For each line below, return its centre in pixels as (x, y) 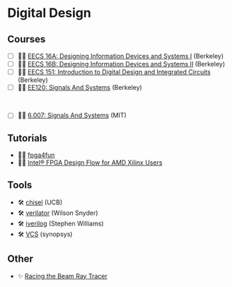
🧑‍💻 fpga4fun (36, 155)
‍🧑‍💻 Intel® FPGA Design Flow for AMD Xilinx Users (90, 163)
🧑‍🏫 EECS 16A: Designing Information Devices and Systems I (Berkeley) (121, 56)
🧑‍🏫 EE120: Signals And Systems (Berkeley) (80, 88)
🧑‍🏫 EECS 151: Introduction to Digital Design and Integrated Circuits (114, 72)
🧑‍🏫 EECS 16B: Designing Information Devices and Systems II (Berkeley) (121, 64)
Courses (27, 39)
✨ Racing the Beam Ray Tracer (62, 276)
